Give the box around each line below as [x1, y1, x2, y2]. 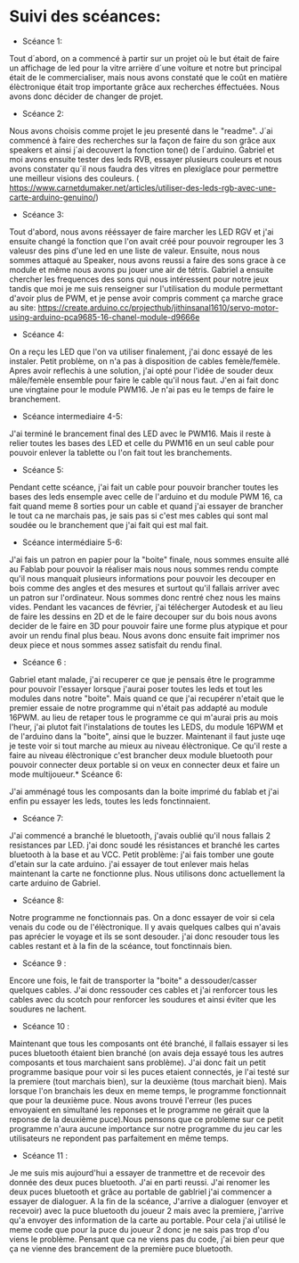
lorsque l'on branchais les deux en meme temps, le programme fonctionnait [9, 1086, 287, 1096]
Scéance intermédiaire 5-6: [21, 537, 123, 548]
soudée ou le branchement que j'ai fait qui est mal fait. [9, 519, 209, 530]
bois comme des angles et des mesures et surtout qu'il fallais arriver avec [9, 582, 280, 593]
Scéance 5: [21, 464, 64, 475]
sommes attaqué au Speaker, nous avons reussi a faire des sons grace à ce [9, 254, 287, 265]
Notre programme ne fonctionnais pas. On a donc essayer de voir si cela [9, 912, 276, 922]
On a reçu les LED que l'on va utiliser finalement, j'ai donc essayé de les [9, 346, 273, 357]
